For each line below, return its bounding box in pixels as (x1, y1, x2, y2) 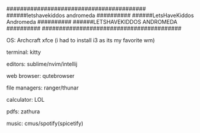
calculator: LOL (6, 96, 45, 103)
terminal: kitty (6, 48, 41, 56)
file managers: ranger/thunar (6, 84, 79, 91)
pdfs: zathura (6, 108, 40, 115)
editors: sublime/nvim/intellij (6, 61, 78, 67)
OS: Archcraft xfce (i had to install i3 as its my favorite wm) (6, 37, 155, 44)
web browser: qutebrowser (6, 72, 75, 79)
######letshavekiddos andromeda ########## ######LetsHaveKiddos (6, 12, 194, 19)
